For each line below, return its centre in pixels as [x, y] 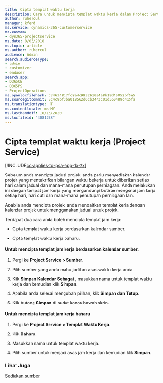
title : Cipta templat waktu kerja [40, 9]
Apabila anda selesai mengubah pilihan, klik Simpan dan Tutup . [76, 293]
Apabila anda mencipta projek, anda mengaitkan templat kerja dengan [75, 205]
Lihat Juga [18, 365]
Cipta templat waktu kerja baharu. [46, 238]
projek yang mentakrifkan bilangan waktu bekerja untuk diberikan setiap [77, 180]
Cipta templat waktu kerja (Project [75, 142]
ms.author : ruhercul [26, 50]
